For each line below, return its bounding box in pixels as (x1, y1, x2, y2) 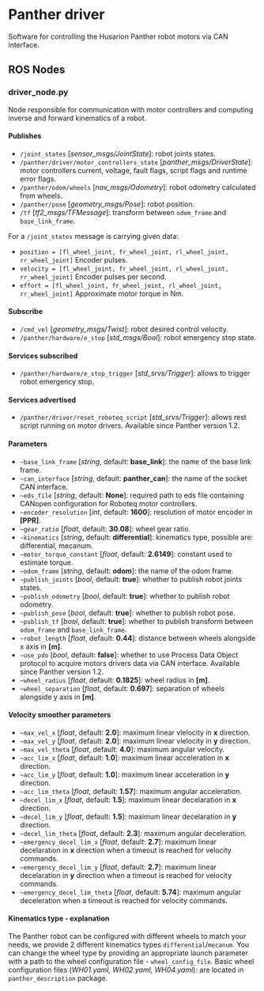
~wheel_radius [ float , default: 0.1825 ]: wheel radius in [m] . (19, 675, 210, 685)
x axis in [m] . (19, 641, 62, 651)
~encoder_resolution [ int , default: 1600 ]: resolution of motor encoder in (19, 507, 253, 516)
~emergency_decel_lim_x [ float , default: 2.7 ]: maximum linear (19, 837, 217, 846)
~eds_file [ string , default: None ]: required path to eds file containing (19, 490, 244, 500)
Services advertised (8, 395, 77, 404)
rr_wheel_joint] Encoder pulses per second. (19, 271, 168, 282)
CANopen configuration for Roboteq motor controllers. (19, 498, 198, 508)
